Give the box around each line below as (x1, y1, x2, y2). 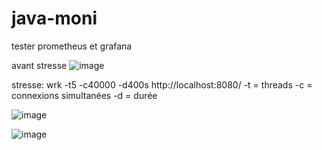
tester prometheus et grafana (11, 40, 133, 52)
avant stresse (11, 59, 68, 71)
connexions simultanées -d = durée (11, 89, 158, 101)
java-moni (11, 7, 98, 30)
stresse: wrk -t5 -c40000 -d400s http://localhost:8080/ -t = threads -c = (11, 78, 313, 91)
